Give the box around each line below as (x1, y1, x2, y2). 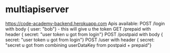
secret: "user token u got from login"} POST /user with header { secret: (5, 37, 155, 43)
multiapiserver (5, 4, 69, 15)
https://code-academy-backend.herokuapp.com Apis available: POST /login (5, 20, 165, 26)
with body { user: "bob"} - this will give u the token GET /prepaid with (5, 25, 152, 32)
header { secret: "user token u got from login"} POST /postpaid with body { (5, 31, 163, 37)
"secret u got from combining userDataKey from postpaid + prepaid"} (5, 42, 152, 48)
